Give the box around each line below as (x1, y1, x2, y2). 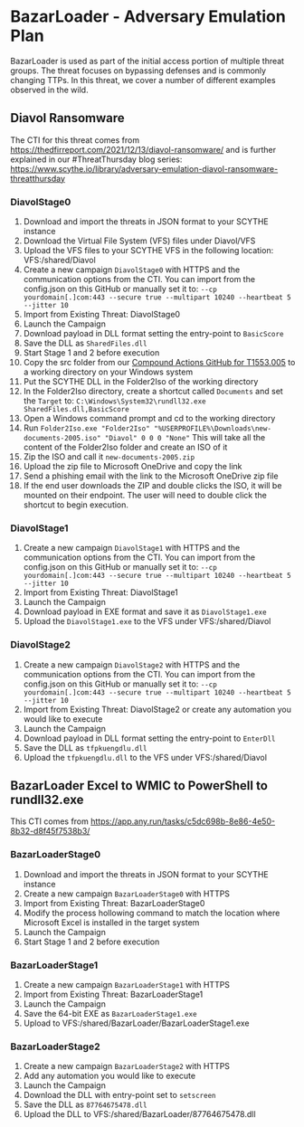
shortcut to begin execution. (23, 499, 129, 510)
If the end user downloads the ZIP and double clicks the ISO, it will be (23, 480, 282, 491)
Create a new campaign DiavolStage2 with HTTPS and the (23, 658, 241, 670)
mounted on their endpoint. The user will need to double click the (23, 490, 268, 501)
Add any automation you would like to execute (23, 1070, 196, 1082)
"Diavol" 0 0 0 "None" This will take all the (104, 432, 266, 443)
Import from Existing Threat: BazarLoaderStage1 (23, 989, 204, 1000)
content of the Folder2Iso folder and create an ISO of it (23, 441, 228, 453)
